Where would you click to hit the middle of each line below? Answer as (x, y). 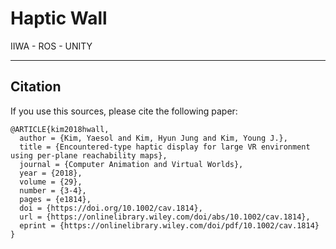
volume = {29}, (51, 182)
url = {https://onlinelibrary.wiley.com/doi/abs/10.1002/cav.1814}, (165, 217)
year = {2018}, (51, 173)
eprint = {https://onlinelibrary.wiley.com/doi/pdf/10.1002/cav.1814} (169, 225)
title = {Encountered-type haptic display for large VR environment (165, 147)
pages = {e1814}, (55, 199)
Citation (36, 87)
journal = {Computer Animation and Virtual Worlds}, (131, 164)
